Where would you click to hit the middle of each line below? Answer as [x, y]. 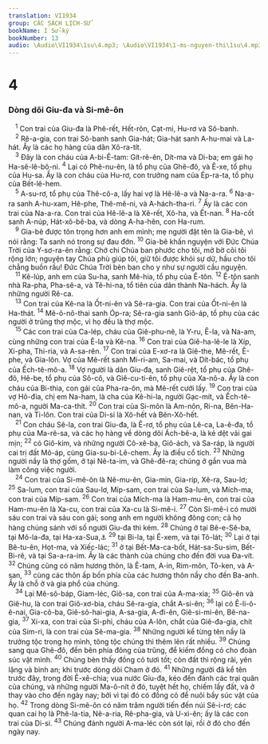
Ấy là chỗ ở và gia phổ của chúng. [64, 584]
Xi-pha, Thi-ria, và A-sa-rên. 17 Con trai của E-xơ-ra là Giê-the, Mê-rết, [124, 350]
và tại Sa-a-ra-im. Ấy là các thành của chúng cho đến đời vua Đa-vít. [141, 555]
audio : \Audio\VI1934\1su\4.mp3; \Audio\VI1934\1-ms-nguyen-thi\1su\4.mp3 [135, 46]
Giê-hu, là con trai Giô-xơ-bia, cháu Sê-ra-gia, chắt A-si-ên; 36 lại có [121, 602]
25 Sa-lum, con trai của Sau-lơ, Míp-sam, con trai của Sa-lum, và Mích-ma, [131, 489]
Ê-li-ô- [246, 603]
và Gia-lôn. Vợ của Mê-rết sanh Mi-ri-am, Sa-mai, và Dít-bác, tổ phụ [136, 360]
